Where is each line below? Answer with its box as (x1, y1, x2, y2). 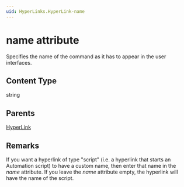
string (6, 91, 20, 98)
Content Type (6, 76, 57, 86)
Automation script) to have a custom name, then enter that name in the (6, 163, 176, 169)
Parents (6, 108, 35, 118)
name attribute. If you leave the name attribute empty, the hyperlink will (6, 168, 178, 175)
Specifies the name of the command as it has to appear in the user (6, 53, 166, 60)
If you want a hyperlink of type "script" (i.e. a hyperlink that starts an (6, 156, 171, 163)
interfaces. (6, 59, 32, 66)
